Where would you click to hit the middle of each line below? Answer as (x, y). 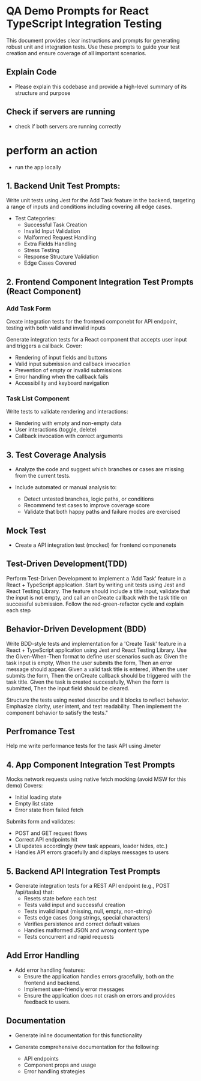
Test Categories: (35, 218)
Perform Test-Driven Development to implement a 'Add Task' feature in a (96, 578)
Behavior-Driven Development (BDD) (76, 629)
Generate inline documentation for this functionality (79, 1035)
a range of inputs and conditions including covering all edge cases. (89, 207)
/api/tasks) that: (34, 892)
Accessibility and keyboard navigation (62, 383)
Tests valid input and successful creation (74, 905)
